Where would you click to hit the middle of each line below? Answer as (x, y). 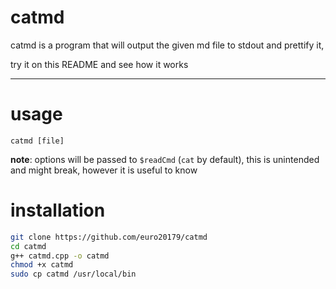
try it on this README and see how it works (99, 64)
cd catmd (28, 246)
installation (58, 210)
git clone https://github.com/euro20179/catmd (109, 237)
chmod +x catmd (42, 265)
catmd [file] (37, 141)
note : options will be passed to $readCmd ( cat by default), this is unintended (165, 159)
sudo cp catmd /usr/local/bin (73, 274)
